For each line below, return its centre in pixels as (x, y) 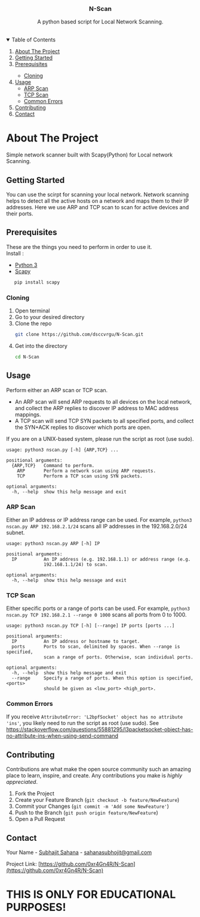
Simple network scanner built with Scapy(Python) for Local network (90, 155)
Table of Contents (33, 40)
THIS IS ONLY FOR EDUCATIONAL (91, 895)
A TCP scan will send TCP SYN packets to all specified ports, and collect (104, 420)
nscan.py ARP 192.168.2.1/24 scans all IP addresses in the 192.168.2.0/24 (97, 526)
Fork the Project (35, 793)
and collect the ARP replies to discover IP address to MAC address (97, 408)
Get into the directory (41, 345)
